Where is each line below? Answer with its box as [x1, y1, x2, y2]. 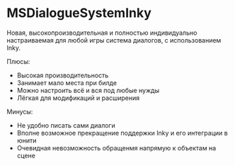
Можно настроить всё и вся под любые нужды [16, 86, 160, 94]
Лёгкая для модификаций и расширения [16, 94, 140, 102]
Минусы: [6, 107, 33, 116]
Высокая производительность [16, 71, 109, 79]
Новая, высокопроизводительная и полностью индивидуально [6, 28, 197, 37]
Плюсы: [6, 57, 30, 65]
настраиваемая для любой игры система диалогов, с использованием [6, 35, 222, 44]
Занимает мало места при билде [16, 78, 117, 87]
